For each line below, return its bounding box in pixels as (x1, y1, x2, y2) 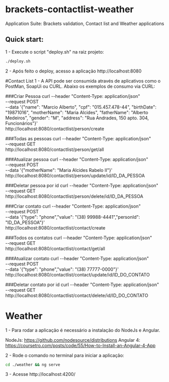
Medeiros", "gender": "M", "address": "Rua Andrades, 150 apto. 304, (5, 115, 149, 121)
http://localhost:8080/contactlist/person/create (5, 125, 104, 132)
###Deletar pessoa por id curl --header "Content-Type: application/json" (5, 182, 159, 188)
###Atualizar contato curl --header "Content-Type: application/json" (5, 255, 149, 261)
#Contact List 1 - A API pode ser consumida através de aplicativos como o (5, 78, 161, 84)
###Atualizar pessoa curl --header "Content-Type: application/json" (5, 156, 149, 162)
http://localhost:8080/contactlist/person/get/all (5, 146, 104, 152)
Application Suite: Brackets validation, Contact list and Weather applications (5, 20, 164, 27)
